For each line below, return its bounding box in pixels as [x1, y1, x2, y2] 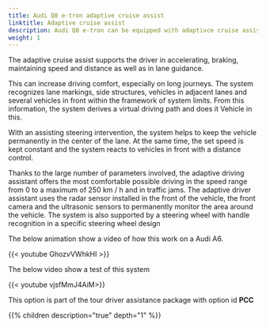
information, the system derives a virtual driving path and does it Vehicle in [8, 104, 253, 114]
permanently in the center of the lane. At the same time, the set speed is [8, 136, 244, 146]
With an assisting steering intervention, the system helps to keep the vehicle [8, 128, 257, 138]
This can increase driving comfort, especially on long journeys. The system [8, 79, 254, 89]
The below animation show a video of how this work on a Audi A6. [8, 234, 224, 243]
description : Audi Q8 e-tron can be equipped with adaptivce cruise [8, 26, 239, 34]
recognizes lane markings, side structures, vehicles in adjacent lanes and [8, 88, 248, 97]
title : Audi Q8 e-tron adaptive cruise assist [8, 11, 165, 20]
